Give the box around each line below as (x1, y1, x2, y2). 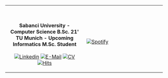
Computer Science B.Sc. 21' (10, 28, 79, 35)
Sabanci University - (19, 22, 70, 29)
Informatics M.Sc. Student (12, 41, 76, 47)
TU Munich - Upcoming (15, 34, 74, 41)
